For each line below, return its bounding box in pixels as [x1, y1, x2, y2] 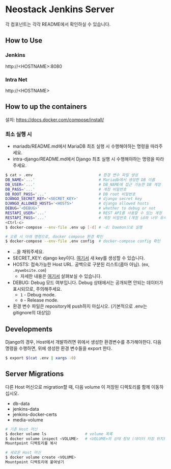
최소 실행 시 [5, 130, 32, 137]
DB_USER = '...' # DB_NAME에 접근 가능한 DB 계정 [5, 182, 161, 187]
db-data [12, 400, 30, 407]
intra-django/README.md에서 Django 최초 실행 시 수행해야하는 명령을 [12, 156, 155, 162]
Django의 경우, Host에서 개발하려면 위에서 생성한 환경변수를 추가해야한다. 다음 [5, 339, 162, 345]
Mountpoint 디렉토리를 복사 [5, 441, 58, 446]
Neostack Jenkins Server [5, 4, 115, 15]
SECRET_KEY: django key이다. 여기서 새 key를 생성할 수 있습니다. [12, 255, 145, 261]
